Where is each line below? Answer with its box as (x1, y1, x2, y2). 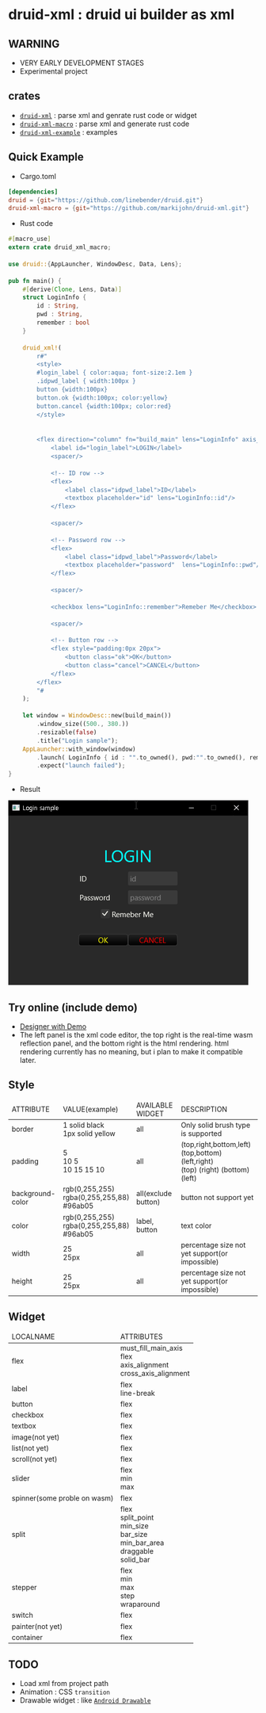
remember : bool (36, 319, 90, 327)
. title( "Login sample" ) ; (36, 736, 119, 744)
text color (180, 1221, 212, 1230)
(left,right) (180, 1157, 214, 1166)
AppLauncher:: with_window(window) (22, 745, 136, 753)
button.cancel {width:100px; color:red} (36, 402, 172, 410)
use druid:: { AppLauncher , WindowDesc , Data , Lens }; (8, 260, 182, 268)
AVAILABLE (135, 1100, 173, 1110)
